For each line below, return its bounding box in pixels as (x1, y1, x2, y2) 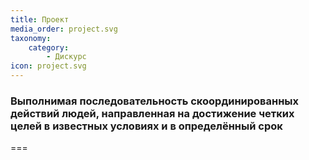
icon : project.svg (10, 61, 87, 71)
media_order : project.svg (10, 24, 118, 34)
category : (28, 42, 70, 53)
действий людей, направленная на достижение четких (10, 106, 295, 120)
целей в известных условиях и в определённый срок (10, 119, 283, 133)
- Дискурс (46, 52, 87, 62)
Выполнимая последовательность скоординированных (10, 94, 300, 108)
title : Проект (10, 14, 70, 25)
